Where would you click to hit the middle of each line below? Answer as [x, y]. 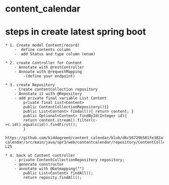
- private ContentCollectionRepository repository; [69, 160]
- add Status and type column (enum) [55, 54]
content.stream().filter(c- [68, 120]
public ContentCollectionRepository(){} [66, 107]
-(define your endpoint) [49, 76]
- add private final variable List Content [61, 98]
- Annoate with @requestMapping [48, 72]
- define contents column [43, 50]
